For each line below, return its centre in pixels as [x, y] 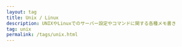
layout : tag [21, 12]
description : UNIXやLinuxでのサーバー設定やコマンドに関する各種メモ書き [91, 23]
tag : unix [19, 29]
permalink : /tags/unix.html [42, 35]
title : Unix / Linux [33, 18]
